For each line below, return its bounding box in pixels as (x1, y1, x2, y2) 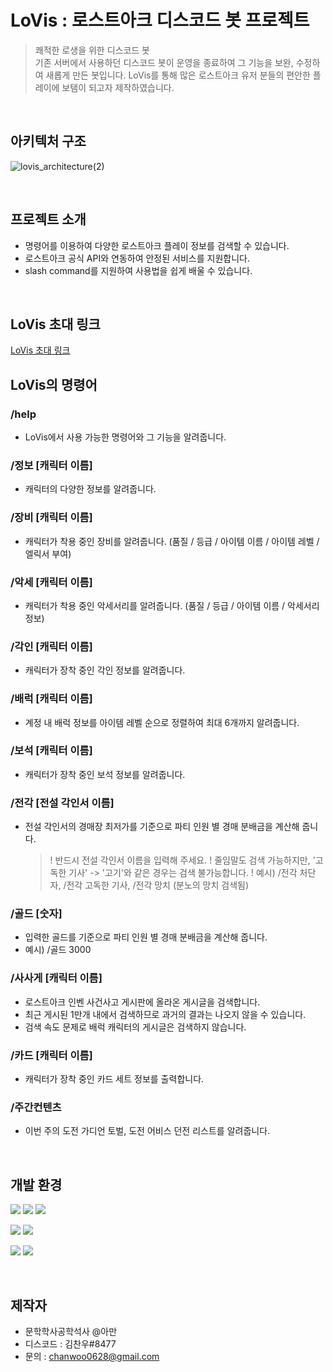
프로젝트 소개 (10, 211, 87, 228)
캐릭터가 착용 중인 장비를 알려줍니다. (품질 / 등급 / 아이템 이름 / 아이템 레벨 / (24, 535, 320, 547)
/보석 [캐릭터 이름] (10, 744, 93, 758)
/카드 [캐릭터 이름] (10, 1048, 93, 1062)
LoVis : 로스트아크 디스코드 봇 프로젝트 (10, 9, 310, 32)
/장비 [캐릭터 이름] (10, 511, 93, 525)
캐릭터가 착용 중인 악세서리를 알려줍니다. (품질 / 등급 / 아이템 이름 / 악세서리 (24, 599, 320, 611)
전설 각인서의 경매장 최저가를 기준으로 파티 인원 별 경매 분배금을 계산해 (24, 821, 300, 833)
